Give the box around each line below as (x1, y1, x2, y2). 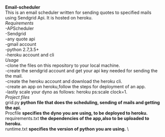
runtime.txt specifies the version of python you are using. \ (5, 126, 129, 132)
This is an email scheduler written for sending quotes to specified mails (5, 9, 152, 15)
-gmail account (5, 41, 36, 47)
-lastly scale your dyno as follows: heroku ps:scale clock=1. (5, 89, 128, 95)
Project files (5, 94, 30, 100)
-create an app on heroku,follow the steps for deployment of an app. (5, 84, 146, 89)
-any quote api (5, 36, 35, 42)
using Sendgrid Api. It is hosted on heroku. (5, 15, 93, 20)
